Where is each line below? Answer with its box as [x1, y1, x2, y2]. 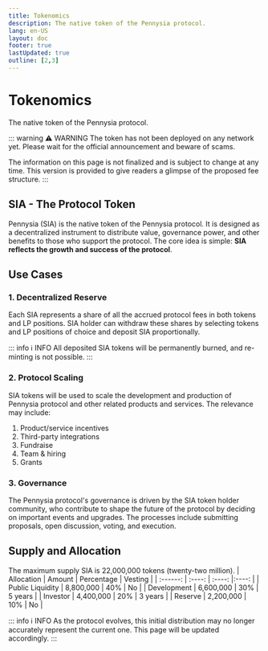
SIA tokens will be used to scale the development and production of [8, 390, 232, 400]
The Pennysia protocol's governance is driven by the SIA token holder [8, 495, 239, 505]
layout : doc [8, 34, 48, 43]
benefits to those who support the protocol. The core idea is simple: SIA [8, 236, 247, 246]
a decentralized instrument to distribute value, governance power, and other [8, 227, 260, 237]
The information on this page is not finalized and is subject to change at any [8, 157, 259, 167]
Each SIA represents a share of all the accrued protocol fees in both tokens [8, 310, 257, 319]
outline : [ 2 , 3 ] [8, 57, 59, 65]
